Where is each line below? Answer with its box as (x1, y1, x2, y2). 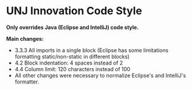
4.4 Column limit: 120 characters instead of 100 (14, 65, 131, 72)
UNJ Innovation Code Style (6, 4, 143, 18)
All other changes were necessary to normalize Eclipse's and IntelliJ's (14, 72, 186, 79)
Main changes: (6, 35, 44, 42)
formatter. (14, 78, 40, 85)
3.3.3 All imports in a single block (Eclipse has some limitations (14, 46, 169, 54)
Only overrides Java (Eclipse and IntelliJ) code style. (6, 24, 139, 31)
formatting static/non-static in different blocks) (14, 53, 130, 60)
